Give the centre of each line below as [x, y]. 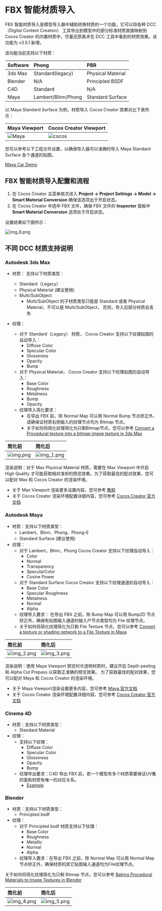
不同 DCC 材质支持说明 [39, 248]
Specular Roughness [47, 593]
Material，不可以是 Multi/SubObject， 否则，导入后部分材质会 [88, 307]
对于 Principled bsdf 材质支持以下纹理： [59, 827]
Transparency [40, 566]
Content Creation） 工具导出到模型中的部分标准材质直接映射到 [85, 30]
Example [35, 785]
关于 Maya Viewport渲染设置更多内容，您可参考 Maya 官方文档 [74, 688]
